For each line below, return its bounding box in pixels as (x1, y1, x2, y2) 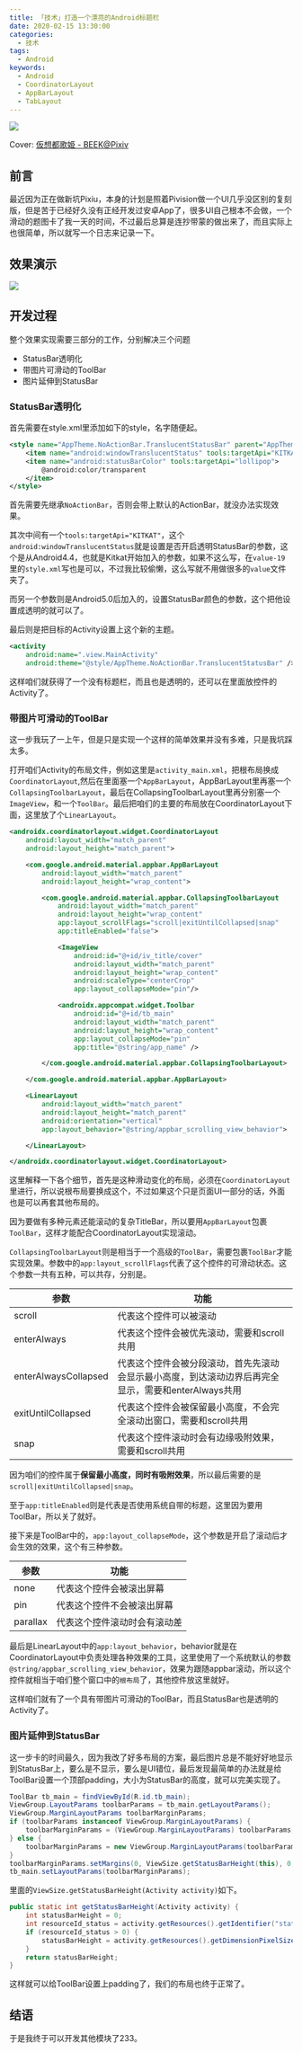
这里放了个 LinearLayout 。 (24, 810, 121, 821)
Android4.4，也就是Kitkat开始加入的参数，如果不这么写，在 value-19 (32, 552, 286, 563)
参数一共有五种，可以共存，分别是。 (16, 1269, 151, 1280)
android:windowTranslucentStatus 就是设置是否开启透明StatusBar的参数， (9, 541, 280, 552)
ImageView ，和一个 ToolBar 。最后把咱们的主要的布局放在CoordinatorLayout (9, 798, 285, 809)
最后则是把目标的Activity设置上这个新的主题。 (9, 624, 180, 635)
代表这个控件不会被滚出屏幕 (56, 1599, 173, 1612)
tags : (9, 47, 30, 56)
